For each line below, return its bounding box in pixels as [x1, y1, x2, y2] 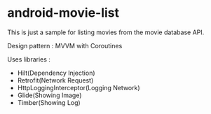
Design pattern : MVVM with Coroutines [7, 41, 123, 50]
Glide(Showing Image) [17, 91, 82, 99]
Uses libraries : [7, 55, 51, 64]
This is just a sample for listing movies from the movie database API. [7, 28, 205, 36]
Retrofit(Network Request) [17, 76, 94, 85]
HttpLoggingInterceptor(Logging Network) [17, 83, 140, 92]
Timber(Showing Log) [17, 98, 81, 106]
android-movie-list [7, 5, 120, 21]
